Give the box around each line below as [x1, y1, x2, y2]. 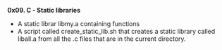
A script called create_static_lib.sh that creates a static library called [17, 27, 216, 35]
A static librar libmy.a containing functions [17, 20, 140, 27]
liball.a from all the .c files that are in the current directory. [17, 35, 186, 43]
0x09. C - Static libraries [7, 6, 81, 14]
